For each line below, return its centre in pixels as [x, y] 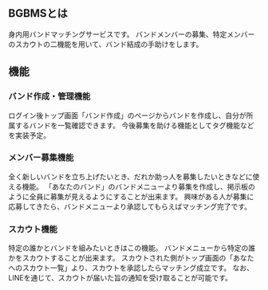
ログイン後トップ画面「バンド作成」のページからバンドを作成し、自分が [128, 115]
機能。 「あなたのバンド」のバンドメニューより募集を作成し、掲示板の [138, 186]
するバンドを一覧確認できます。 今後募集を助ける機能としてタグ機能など [134, 125]
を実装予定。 [29, 135]
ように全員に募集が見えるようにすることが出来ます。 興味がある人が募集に [131, 196]
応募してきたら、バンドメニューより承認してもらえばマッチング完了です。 [130, 206]
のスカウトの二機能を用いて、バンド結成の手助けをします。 [106, 44]
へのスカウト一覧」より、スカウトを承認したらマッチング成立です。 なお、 [131, 268]
